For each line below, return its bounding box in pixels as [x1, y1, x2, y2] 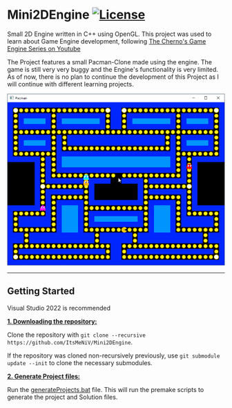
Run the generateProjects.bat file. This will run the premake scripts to [7, 385, 204, 393]
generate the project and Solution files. [7, 393, 118, 401]
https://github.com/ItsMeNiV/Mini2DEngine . [7, 337, 133, 346]
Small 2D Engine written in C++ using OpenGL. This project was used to [7, 30, 212, 38]
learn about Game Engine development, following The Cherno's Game [7, 37, 206, 45]
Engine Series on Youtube [7, 44, 81, 53]
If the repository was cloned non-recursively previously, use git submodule [7, 351, 220, 360]
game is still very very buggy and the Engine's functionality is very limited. [7, 65, 219, 73]
